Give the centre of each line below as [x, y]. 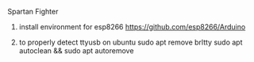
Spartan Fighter [33, 12]
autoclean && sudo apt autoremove [76, 50]
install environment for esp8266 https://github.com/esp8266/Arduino [132, 27]
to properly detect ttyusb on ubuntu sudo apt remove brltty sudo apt [131, 42]
